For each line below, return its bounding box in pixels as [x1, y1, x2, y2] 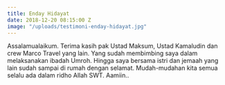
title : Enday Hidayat [7, 10, 70, 17]
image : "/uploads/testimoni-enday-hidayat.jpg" [7, 23, 147, 30]
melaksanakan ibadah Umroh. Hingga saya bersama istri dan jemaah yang [7, 57, 219, 65]
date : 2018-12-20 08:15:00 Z [7, 17, 91, 23]
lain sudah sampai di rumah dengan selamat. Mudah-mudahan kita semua [7, 64, 218, 73]
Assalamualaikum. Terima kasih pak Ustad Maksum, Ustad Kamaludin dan [7, 42, 218, 50]
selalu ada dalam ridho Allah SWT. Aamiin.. [7, 71, 129, 79]
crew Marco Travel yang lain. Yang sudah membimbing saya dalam [7, 49, 198, 57]
